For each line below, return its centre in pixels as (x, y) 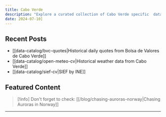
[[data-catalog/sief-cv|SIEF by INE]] (49, 72)
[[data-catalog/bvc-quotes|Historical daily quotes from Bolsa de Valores (86, 51)
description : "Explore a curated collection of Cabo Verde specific (77, 14)
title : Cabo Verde (24, 10)
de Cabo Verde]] (29, 56)
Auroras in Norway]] (38, 104)
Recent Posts (26, 39)
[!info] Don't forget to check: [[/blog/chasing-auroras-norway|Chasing (89, 99)
